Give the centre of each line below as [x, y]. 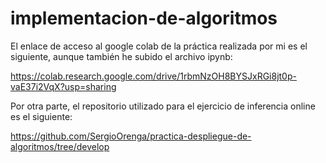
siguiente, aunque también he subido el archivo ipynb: [121, 56]
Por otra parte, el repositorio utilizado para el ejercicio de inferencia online [163, 106]
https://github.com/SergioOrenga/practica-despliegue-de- [131, 136]
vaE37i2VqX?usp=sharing [63, 86]
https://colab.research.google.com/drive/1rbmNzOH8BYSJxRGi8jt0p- [153, 76]
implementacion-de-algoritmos [144, 18]
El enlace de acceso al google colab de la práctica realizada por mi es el [159, 46]
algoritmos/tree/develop [60, 146]
